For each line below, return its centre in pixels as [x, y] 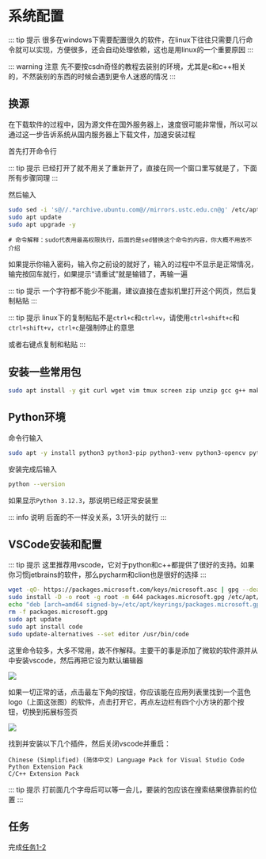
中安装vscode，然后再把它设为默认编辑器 [76, 660]
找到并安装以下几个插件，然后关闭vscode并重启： [90, 743]
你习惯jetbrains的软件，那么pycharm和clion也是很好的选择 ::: [108, 575]
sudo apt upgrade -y [42, 224]
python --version [37, 484]
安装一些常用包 [45, 372]
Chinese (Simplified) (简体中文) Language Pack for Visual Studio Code [127, 760]
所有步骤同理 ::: [33, 178]
